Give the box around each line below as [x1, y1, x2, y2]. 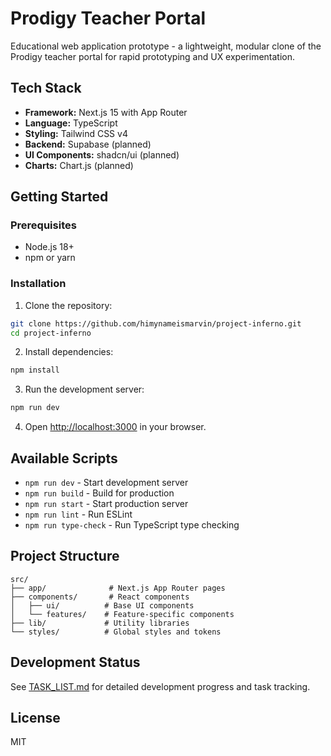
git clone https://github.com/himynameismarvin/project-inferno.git [10, 318, 302, 329]
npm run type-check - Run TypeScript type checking [24, 519, 240, 531]
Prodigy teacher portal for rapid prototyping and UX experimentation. [10, 50, 296, 62]
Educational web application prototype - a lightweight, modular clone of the [10, 40, 322, 52]
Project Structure [10, 548, 120, 565]
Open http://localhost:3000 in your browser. [24, 421, 207, 433]
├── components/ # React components [10, 592, 190, 602]
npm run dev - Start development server [24, 477, 189, 489]
